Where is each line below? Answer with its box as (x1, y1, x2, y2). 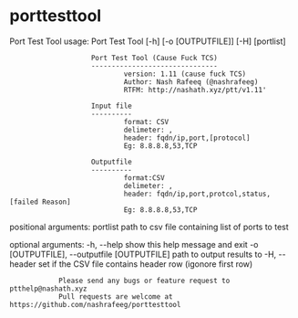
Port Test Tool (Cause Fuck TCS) (90, 53, 219, 62)
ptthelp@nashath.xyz (9, 284, 88, 293)
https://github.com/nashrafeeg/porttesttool (9, 300, 181, 309)
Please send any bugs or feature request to (57, 276, 231, 285)
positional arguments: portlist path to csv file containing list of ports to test (9, 221, 289, 232)
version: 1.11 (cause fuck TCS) (123, 69, 247, 79)
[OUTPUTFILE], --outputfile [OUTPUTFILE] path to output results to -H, (9, 249, 277, 260)
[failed (9, 197, 39, 207)
